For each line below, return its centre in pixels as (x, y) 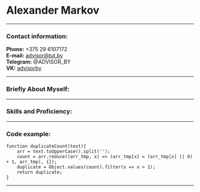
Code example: (29, 134)
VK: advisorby (24, 68)
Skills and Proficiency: (39, 112)
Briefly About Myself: (38, 89)
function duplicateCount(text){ (46, 146)
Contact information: (37, 36)
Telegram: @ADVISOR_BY (39, 62)
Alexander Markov (53, 10)
